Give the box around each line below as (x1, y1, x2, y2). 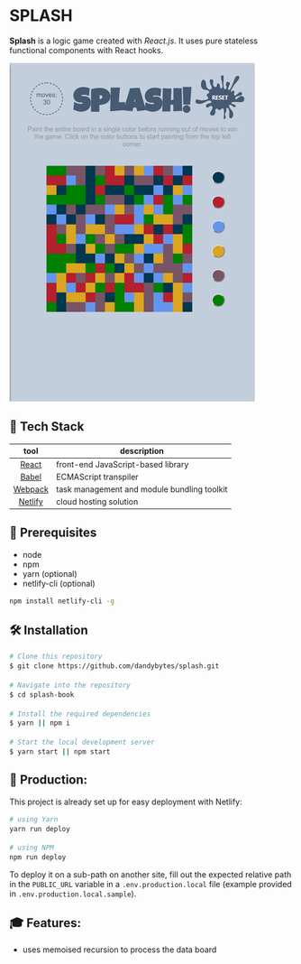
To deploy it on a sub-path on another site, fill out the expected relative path (9, 869, 292, 880)
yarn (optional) (22, 568, 78, 579)
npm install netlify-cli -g (9, 597, 115, 606)
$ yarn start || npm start (9, 747, 111, 756)
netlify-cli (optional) (22, 578, 96, 589)
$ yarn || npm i (9, 718, 70, 728)
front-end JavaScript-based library (56, 459, 189, 469)
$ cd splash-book (9, 690, 75, 700)
